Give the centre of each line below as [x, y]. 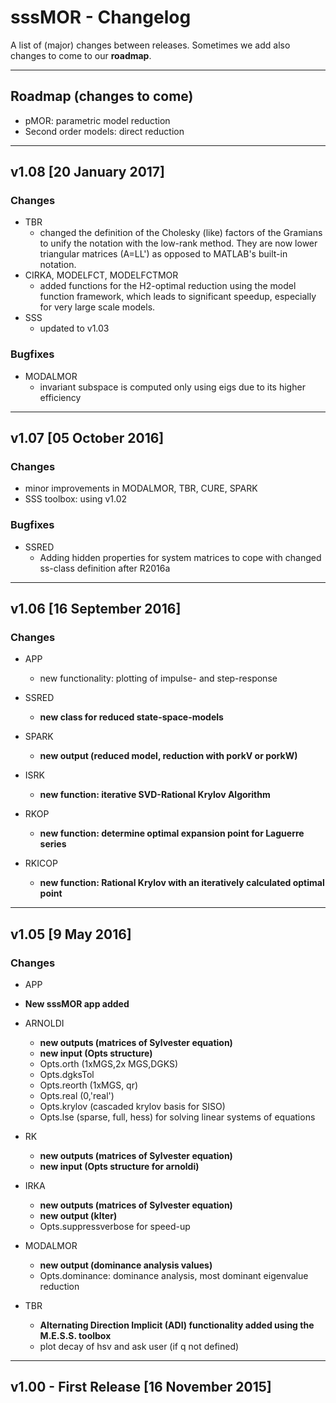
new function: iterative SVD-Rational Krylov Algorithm [155, 795]
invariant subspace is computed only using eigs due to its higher [172, 387]
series [53, 844]
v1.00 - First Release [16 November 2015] [141, 1387]
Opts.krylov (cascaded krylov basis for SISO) [132, 1107]
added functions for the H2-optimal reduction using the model [168, 286]
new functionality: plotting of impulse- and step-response [158, 678]
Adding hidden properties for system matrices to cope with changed [180, 557]
